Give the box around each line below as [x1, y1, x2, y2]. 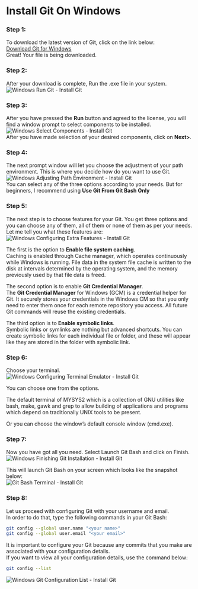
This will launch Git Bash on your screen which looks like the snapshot [6, 467, 178, 474]
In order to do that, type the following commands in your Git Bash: [6, 514, 167, 521]
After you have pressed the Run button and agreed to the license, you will [6, 115, 186, 122]
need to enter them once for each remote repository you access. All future [6, 301, 188, 308]
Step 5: [6, 202, 28, 210]
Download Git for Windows [6, 45, 72, 52]
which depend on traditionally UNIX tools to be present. [6, 408, 142, 415]
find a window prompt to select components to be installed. [6, 121, 151, 128]
